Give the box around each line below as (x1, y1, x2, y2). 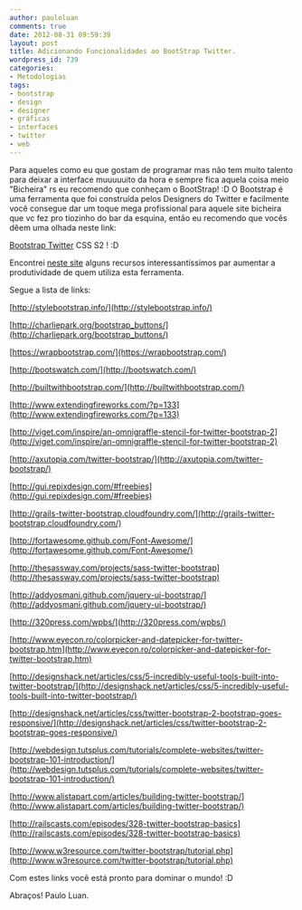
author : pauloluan (9, 13, 79, 23)
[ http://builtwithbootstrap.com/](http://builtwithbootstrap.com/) (9, 381, 245, 392)
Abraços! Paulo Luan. (9, 889, 90, 901)
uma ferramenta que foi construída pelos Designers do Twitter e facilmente (9, 193, 289, 204)
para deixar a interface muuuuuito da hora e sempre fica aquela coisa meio (9, 174, 289, 185)
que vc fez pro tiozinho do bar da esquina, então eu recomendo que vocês (9, 212, 288, 223)
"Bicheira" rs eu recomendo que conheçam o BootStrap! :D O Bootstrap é (9, 183, 283, 195)
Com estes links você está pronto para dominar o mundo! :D (9, 872, 233, 883)
